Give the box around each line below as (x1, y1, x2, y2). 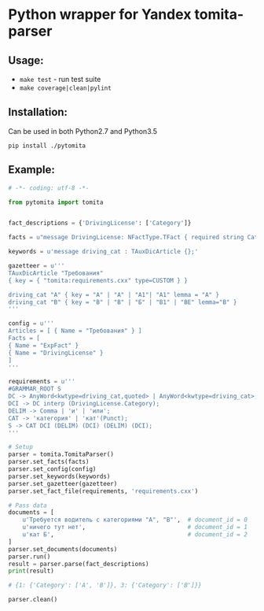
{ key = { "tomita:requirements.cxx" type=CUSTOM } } (8, 276, 189, 284)
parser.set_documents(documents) (8, 545, 118, 553)
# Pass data (8, 502, 47, 509)
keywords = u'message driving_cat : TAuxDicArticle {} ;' (8, 248, 199, 256)
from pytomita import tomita (8, 198, 104, 206)
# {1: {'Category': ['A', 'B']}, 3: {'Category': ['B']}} (8, 581, 202, 590)
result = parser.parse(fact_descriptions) (8, 560, 149, 568)
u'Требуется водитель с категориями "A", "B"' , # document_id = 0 (22, 516, 247, 524)
